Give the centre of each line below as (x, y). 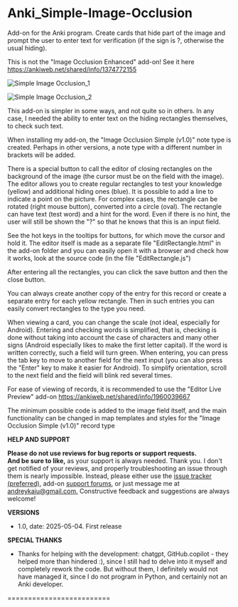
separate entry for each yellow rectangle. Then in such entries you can (111, 301)
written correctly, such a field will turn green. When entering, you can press (118, 352)
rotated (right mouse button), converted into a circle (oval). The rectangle (115, 206)
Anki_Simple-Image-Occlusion (100, 13)
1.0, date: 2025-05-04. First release (70, 526)
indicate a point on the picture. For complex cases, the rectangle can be (113, 199)
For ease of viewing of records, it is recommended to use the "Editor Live (114, 389)
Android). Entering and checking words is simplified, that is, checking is (112, 330)
